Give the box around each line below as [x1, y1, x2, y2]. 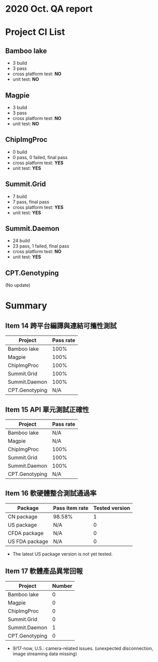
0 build [12, 148, 27, 155]
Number [52, 582, 72, 589]
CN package [8, 513, 38, 520]
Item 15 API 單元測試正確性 [5, 405, 90, 414]
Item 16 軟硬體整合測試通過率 [5, 489, 97, 498]
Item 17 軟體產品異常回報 [5, 567, 83, 576]
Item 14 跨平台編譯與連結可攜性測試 [5, 321, 117, 330]
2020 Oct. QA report [5, 3, 93, 15]
